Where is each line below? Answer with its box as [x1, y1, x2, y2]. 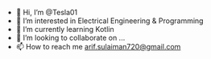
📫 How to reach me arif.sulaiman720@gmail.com [15, 42, 181, 51]
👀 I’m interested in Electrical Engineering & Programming [15, 16, 204, 26]
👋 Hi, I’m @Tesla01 [15, 8, 78, 17]
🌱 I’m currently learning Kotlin [15, 25, 114, 33]
